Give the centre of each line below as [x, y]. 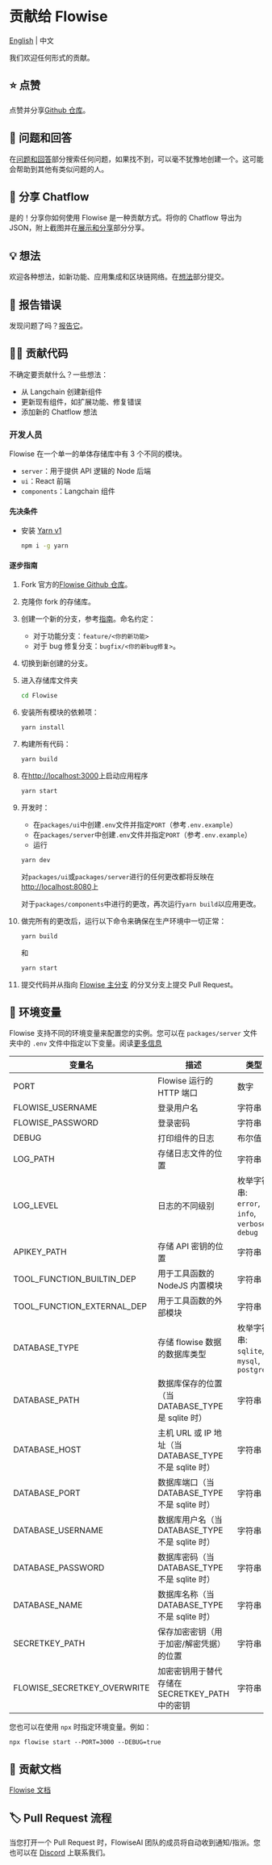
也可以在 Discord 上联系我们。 [59, 1852]
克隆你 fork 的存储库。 [58, 601]
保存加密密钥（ [186, 1632]
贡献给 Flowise [59, 17]
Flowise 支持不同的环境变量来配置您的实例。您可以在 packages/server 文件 [133, 1033]
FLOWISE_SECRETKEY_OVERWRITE [82, 1688]
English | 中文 [32, 40]
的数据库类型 [182, 1355]
